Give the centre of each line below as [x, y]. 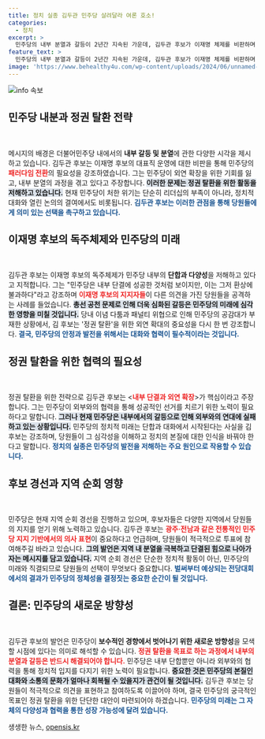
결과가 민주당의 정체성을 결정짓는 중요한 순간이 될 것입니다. [118, 578]
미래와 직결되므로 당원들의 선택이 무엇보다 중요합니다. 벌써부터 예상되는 [118, 568]
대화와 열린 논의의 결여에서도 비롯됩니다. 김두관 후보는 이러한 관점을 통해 [119, 202]
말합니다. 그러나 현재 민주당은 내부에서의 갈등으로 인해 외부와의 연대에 [135, 417]
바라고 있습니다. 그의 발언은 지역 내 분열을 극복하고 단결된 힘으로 [133, 549]
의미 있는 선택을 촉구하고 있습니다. [68, 212]
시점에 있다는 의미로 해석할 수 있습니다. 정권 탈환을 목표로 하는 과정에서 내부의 [135, 651]
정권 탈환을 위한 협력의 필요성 [75, 361]
